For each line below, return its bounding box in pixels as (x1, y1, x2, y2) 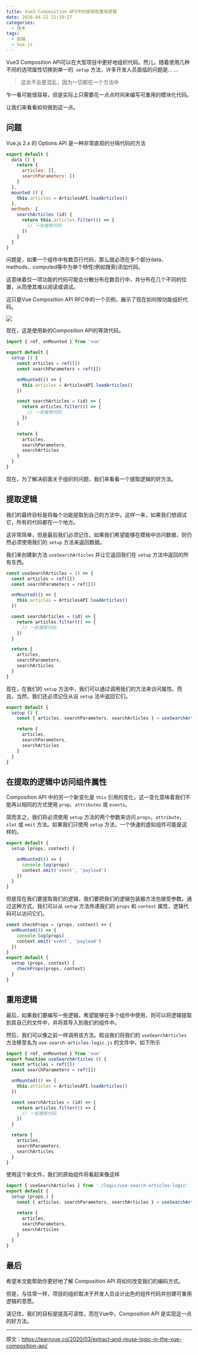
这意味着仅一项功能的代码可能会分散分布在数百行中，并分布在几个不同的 (6, 276, 181, 283)
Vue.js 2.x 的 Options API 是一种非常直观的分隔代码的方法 (6, 140, 146, 147)
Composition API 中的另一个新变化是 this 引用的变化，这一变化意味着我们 (6, 793, 186, 801)
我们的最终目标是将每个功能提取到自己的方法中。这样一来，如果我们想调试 (6, 511, 187, 518)
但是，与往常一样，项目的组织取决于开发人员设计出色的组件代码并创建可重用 (6, 1290, 192, 1297)
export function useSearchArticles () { (6, 1056, 107, 1062)
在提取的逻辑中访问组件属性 (6, 777, 107, 787)
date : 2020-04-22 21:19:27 (6, 14, 72, 20)
